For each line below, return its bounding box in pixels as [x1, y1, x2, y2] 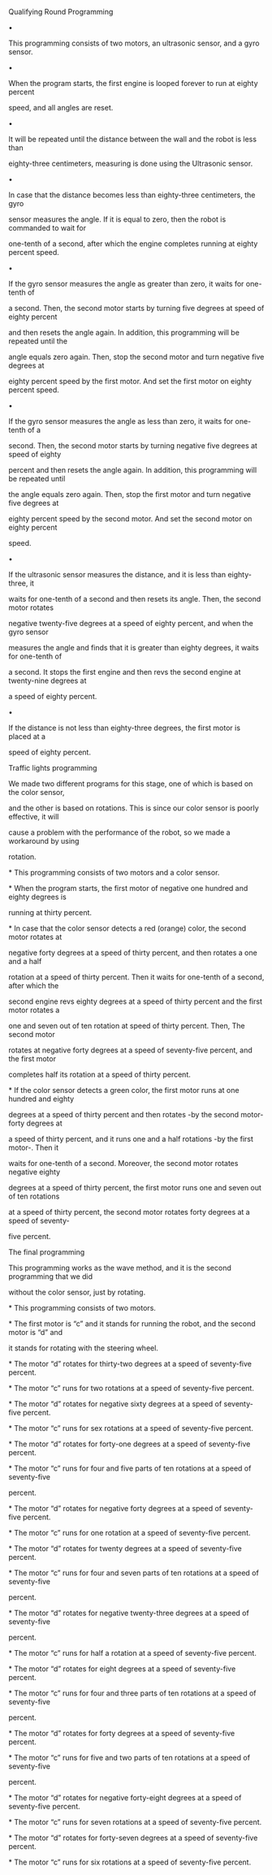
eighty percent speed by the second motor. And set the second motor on [8, 514, 253, 523]
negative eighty [8, 1167, 61, 1177]
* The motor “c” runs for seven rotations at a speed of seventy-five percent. [8, 1817, 262, 1826]
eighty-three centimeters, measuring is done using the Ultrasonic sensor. [8, 158, 253, 168]
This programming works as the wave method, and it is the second [8, 1263, 231, 1272]
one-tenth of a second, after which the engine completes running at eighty [8, 239, 258, 248]
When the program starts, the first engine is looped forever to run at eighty [8, 79, 258, 88]
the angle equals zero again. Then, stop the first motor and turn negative [8, 490, 252, 499]
